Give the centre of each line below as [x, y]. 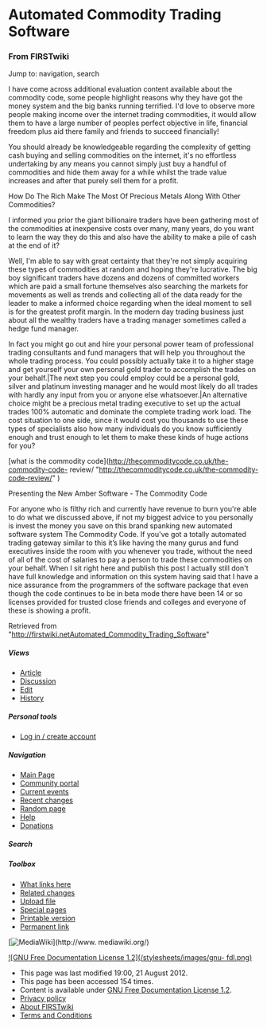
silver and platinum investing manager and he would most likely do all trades [133, 386]
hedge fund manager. [44, 329]
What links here [45, 884]
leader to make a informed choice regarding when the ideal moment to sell [130, 304]
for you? [22, 446]
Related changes [47, 892]
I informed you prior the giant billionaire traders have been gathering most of [133, 220]
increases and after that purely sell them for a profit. [93, 181]
